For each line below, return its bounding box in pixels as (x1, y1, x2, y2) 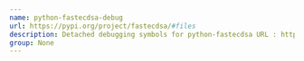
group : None (9, 38, 54, 48)
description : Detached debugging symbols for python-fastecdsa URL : (9, 30, 278, 39)
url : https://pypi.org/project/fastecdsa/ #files (9, 22, 196, 30)
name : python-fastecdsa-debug (9, 13, 124, 22)
